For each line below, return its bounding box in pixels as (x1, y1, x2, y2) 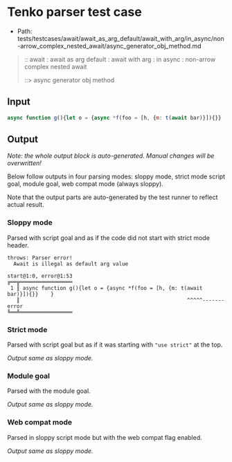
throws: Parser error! (7, 254, 73, 261)
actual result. (7, 201, 44, 209)
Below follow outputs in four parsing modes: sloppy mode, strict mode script (7, 172, 226, 181)
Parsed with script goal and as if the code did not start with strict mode (7, 233, 210, 242)
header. (7, 241, 29, 249)
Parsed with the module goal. (7, 387, 91, 395)
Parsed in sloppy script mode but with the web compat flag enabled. (7, 433, 202, 441)
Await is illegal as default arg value (13, 260, 129, 267)
